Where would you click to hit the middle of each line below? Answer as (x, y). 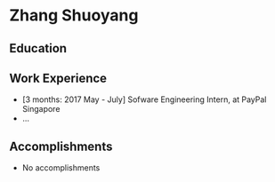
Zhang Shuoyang (74, 16)
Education (38, 48)
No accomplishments (61, 168)
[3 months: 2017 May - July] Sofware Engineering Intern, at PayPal (144, 99)
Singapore (41, 109)
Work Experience (58, 78)
